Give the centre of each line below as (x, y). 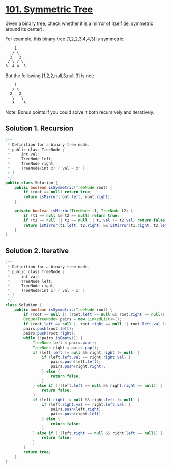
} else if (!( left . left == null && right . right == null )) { (97, 386)
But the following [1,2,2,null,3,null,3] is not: (50, 76)
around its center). (25, 29)
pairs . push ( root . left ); (49, 329)
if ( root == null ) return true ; (58, 192)
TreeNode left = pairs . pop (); (64, 343)
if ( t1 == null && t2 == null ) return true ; (72, 215)
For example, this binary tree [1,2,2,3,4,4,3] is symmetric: (65, 39)
